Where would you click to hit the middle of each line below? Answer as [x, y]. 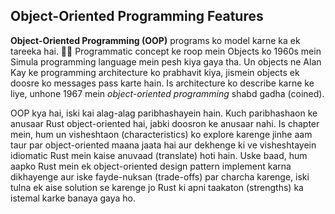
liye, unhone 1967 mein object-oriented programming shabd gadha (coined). [167, 93]
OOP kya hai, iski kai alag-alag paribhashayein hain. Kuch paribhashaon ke [164, 113]
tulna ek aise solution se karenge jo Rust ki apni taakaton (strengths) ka [157, 187]
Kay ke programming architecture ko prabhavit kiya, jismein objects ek [155, 72]
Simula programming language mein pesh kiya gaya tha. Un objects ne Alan [166, 61]
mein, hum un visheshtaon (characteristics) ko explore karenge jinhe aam [161, 134]
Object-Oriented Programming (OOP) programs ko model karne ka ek [155, 40]
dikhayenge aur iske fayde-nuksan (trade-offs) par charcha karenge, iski [160, 176]
